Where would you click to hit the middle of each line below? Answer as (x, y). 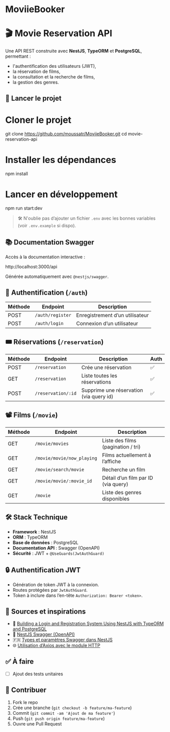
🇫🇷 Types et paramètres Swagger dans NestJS (62, 640)
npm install (17, 174)
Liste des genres (122, 492)
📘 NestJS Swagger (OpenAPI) (44, 634)
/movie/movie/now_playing (66, 458)
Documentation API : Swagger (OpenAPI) (56, 548)
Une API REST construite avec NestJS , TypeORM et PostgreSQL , (74, 51)
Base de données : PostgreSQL (45, 543)
